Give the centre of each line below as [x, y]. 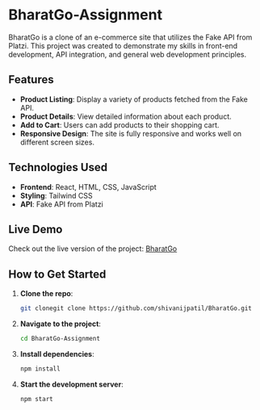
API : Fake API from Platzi [61, 204]
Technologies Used [58, 167]
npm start [37, 399]
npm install [40, 369]
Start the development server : [71, 384]
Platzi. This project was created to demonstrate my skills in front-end [123, 45]
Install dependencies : [57, 354]
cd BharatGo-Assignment [60, 339]
